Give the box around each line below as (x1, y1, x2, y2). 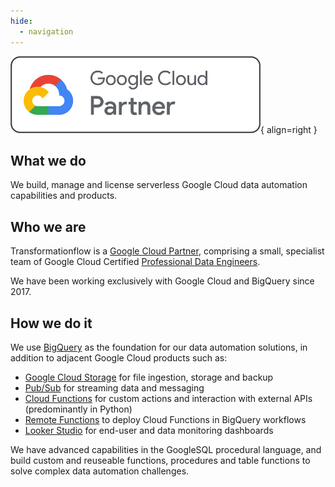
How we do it (10, 315, 93, 332)
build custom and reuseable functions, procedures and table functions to (10, 454, 311, 466)
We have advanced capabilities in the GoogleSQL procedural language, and (10, 443, 322, 455)
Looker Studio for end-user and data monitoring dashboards (24, 424, 274, 436)
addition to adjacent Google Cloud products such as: (10, 351, 228, 364)
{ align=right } (260, 123, 318, 135)
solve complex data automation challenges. (10, 465, 190, 477)
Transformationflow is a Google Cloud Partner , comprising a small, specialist (10, 245, 325, 257)
